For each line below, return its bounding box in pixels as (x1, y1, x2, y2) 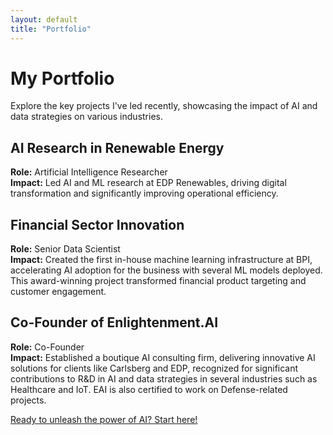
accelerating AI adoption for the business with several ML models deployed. (10, 264, 323, 276)
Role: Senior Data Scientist (10, 243, 121, 255)
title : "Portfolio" (10, 24, 92, 34)
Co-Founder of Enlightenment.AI (10, 314, 219, 331)
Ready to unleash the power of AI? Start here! (10, 413, 198, 425)
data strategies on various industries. (10, 111, 163, 123)
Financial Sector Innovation (10, 216, 185, 233)
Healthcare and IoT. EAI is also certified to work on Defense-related (10, 383, 288, 395)
